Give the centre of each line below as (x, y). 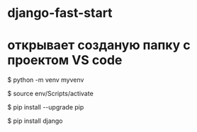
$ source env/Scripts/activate (50, 94)
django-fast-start (60, 13)
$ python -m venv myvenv (46, 80)
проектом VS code (65, 60)
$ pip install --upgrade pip (46, 107)
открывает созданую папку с (99, 46)
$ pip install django (35, 121)
